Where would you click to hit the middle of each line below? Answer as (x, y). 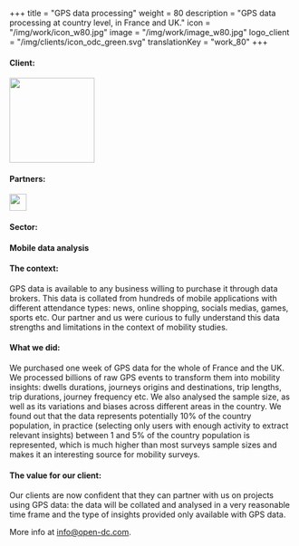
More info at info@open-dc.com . (70, 532)
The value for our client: (56, 475)
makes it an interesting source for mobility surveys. (105, 455)
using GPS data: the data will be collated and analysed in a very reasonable (150, 505)
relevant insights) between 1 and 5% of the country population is (130, 435)
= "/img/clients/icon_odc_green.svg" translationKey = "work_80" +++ (139, 42)
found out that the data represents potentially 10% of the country (130, 416)
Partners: (28, 178)
